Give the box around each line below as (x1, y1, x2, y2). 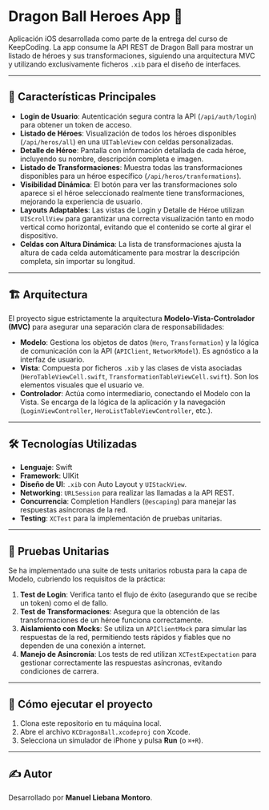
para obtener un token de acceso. (19, 119, 132, 129)
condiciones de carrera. (19, 666, 99, 676)
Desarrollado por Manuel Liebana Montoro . (8, 792, 153, 802)
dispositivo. (19, 230, 58, 240)
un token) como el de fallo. (19, 598, 109, 608)
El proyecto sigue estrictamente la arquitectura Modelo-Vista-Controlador (8, 313, 255, 323)
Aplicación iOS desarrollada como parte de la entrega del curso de (8, 34, 228, 43)
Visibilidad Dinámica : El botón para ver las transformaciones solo (19, 180, 238, 189)
